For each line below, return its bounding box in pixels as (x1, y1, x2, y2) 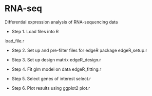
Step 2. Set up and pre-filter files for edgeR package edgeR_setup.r (11, 47, 147, 53)
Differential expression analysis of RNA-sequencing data (4, 19, 118, 25)
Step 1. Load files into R (11, 28, 59, 34)
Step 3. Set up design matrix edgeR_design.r (11, 57, 101, 62)
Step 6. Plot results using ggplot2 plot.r (11, 85, 91, 91)
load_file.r (4, 38, 25, 44)
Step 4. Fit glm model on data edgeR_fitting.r (11, 66, 102, 72)
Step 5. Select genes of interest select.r (11, 76, 91, 81)
